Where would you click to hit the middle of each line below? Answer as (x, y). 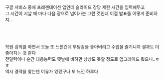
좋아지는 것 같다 (21, 53)
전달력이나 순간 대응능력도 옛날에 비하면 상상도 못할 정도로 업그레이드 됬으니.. (80, 59)
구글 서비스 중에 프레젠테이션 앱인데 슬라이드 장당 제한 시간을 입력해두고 (75, 7)
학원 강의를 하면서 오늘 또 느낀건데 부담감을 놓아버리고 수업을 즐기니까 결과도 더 (82, 47)
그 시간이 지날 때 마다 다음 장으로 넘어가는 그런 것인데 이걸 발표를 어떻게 (75, 13)
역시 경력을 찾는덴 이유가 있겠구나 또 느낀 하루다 (52, 71)
